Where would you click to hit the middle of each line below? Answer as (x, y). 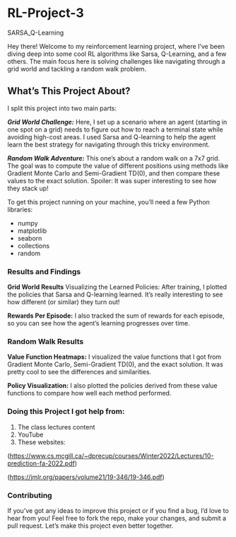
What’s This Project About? (69, 91)
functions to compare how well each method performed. (89, 393)
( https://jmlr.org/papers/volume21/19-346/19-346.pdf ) (86, 477)
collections (34, 246)
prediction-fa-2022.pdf (41, 463)
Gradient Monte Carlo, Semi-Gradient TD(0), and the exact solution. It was (116, 364)
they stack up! (28, 188)
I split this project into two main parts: (62, 108)
